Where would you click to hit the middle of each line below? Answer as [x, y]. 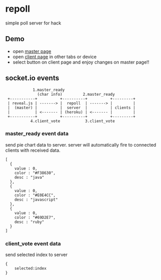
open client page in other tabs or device [55, 57]
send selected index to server [36, 255]
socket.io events [32, 78]
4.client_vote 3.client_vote [73, 121]
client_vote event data [33, 243]
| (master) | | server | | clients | [72, 107]
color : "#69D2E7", [35, 217]
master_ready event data [37, 134]
